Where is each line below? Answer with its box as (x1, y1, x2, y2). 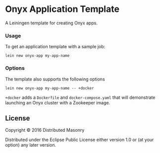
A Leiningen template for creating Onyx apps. (5, 20, 98, 26)
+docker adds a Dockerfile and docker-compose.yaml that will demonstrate (5, 94, 156, 100)
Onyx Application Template (5, 3, 120, 15)
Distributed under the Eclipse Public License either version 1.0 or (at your (5, 137, 154, 143)
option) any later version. (5, 142, 56, 148)
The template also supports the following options (5, 76, 105, 82)
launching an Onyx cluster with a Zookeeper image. (5, 99, 110, 105)
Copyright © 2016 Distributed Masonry (5, 127, 85, 133)
